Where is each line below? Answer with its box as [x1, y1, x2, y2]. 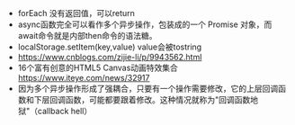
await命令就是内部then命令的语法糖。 [17, 31, 157, 40]
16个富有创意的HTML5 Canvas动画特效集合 [17, 62, 178, 73]
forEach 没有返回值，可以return [17, 8, 135, 18]
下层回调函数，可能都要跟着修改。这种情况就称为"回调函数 [33, 94, 251, 105]
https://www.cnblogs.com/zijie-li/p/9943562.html [17, 52, 202, 62]
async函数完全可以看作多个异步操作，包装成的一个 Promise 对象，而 [17, 19, 273, 30]
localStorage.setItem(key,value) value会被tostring [17, 41, 202, 52]
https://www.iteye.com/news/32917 [17, 73, 150, 83]
